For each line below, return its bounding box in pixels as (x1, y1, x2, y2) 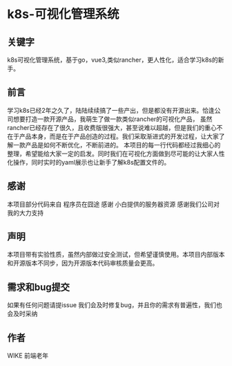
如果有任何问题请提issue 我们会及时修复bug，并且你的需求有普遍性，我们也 (7, 301, 222, 309)
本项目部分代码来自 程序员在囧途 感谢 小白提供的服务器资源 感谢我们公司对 (7, 200, 220, 208)
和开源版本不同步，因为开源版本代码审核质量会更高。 (7, 259, 159, 267)
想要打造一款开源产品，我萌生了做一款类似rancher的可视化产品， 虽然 (12, 115, 213, 123)
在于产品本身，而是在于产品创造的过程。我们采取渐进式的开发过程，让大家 (7, 132, 219, 140)
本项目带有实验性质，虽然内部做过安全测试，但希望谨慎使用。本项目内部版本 (7, 250, 225, 259)
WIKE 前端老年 (7, 351, 49, 360)
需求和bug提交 (7, 281, 70, 293)
